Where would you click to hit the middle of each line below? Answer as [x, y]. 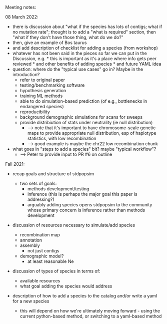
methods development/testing [58, 189]
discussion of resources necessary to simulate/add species [74, 225]
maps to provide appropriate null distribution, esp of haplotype [92, 133]
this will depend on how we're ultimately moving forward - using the [90, 311]
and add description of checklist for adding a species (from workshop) [85, 48]
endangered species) [42, 106]
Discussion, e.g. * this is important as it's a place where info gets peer [84, 59]
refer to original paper [42, 80]
